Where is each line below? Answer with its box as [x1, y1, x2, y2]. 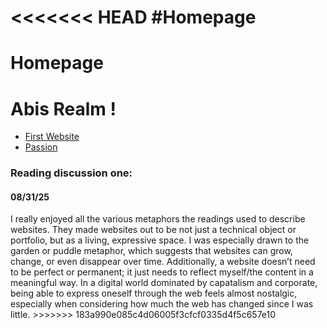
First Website [24, 131, 80, 143]
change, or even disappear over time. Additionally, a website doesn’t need [10, 256, 316, 268]
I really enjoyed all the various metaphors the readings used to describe [10, 213, 306, 225]
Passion [24, 141, 58, 153]
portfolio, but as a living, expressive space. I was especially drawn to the [10, 234, 310, 246]
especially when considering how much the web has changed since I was [10, 298, 314, 310]
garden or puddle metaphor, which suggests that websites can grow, [10, 245, 293, 257]
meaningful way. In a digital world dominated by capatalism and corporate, [10, 277, 318, 289]
